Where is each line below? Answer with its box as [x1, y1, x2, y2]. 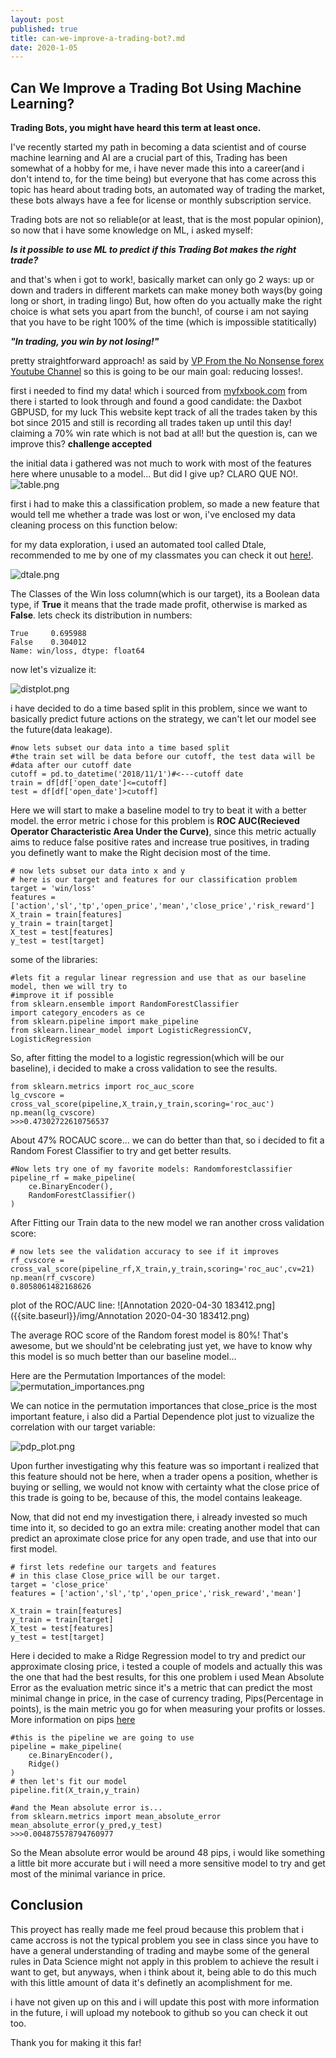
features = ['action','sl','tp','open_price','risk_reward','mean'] [10, 1589, 302, 1599]
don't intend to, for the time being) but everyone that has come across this [10, 173, 317, 185]
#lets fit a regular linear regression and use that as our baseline [10, 973, 307, 983]
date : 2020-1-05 [10, 42, 78, 53]
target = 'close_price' [10, 1580, 110, 1590]
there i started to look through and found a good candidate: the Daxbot [10, 396, 302, 408]
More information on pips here [10, 1714, 136, 1726]
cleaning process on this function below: [10, 519, 178, 531]
